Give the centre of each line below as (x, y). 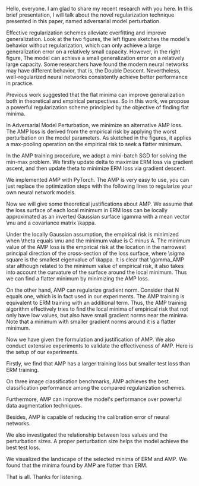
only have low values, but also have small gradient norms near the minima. (97, 315)
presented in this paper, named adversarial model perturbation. (83, 21)
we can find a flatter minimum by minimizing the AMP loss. (78, 278)
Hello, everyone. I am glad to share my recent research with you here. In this (99, 9)
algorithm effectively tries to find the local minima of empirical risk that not (97, 309)
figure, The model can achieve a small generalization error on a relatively (95, 58)
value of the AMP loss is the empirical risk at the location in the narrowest (96, 247)
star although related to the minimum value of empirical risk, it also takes (95, 266)
